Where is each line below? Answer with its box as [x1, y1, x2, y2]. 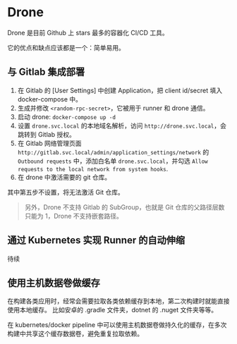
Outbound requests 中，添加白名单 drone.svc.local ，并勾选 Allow [17, 156, 208, 165]
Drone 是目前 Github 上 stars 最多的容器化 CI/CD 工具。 [7, 28, 169, 37]
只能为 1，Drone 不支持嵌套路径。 [24, 211, 123, 220]
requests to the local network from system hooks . [17, 164, 169, 173]
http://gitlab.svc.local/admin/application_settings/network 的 [17, 147, 209, 156]
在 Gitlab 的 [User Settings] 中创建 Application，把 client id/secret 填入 [17, 86, 223, 94]
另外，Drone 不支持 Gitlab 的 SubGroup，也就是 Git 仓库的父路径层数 [24, 202, 225, 211]
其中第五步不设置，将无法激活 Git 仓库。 [7, 188, 125, 196]
